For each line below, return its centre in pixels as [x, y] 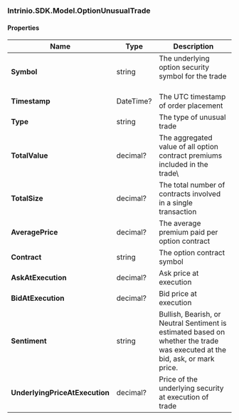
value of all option [188, 147]
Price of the [178, 379]
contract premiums [191, 155]
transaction [178, 212]
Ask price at [179, 273]
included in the [184, 165]
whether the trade [189, 341]
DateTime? [134, 101]
